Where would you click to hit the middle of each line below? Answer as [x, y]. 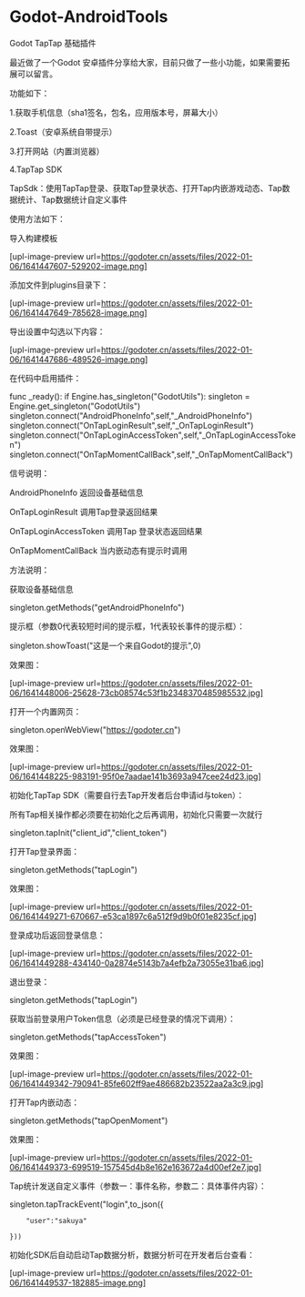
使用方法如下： [37, 218]
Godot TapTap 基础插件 [53, 43]
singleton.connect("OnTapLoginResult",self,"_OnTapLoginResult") [132, 425]
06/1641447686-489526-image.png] [79, 359]
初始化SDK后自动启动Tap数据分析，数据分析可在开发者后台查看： [132, 1254]
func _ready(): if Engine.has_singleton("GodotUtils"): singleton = [130, 396]
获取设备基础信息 [41, 589]
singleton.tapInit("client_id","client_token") [88, 832]
